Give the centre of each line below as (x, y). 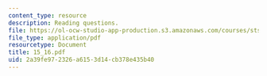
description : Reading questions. (64, 23)
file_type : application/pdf (55, 38)
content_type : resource (48, 15)
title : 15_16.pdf (37, 52)
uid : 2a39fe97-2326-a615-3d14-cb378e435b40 (81, 60)
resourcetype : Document (48, 45)
